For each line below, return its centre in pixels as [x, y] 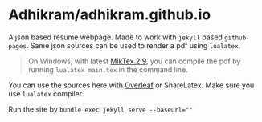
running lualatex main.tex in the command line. [108, 69]
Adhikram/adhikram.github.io [110, 15]
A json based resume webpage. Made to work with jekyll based [115, 37]
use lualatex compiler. [46, 93]
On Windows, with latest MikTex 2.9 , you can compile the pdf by [134, 61]
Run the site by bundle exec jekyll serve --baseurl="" [100, 109]
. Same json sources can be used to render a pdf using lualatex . [133, 45]
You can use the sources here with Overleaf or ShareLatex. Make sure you [131, 85]
